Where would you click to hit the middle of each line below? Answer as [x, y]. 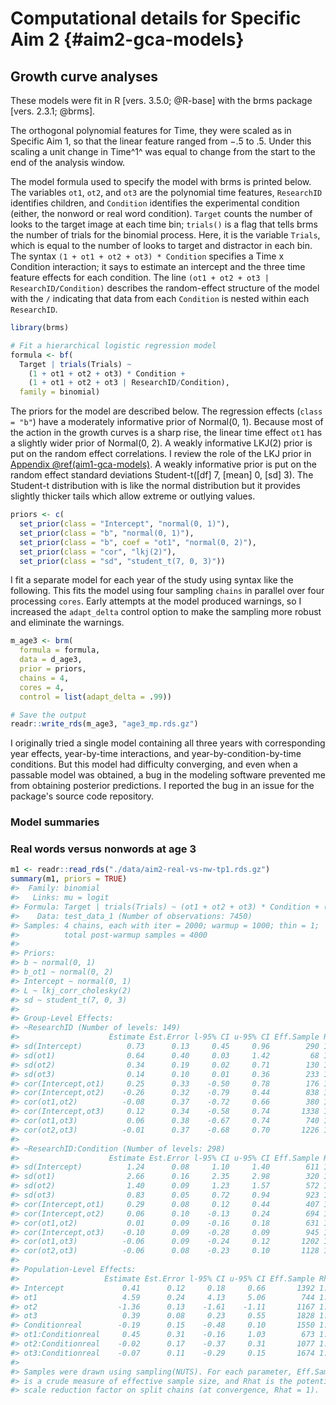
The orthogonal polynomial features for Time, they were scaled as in [151, 130]
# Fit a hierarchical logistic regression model [113, 345]
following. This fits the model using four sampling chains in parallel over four [167, 591]
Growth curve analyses [84, 76]
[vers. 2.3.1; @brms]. [53, 111]
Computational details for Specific [156, 18]
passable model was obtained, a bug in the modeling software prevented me [168, 775]
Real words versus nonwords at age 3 [103, 849]
